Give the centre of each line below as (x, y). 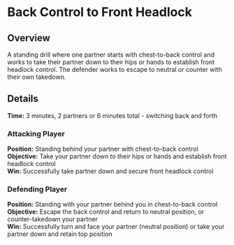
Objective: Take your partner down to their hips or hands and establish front (117, 156)
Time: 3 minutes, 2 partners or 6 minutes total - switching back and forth (112, 115)
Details (23, 99)
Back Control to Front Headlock (100, 12)
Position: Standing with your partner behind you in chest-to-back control (112, 205)
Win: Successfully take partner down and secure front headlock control (111, 171)
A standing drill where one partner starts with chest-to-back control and (111, 54)
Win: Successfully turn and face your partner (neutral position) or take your (116, 227)
